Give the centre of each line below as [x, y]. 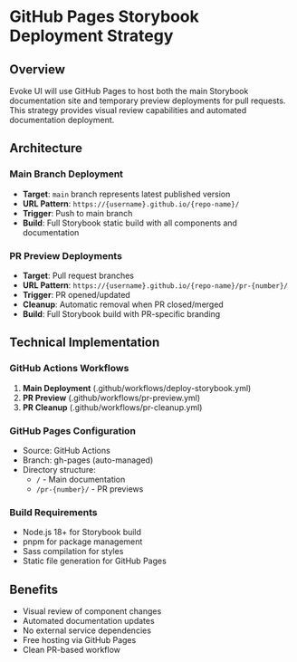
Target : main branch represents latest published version [126, 194]
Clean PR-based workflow [71, 650]
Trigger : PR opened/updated [77, 294]
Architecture [46, 148]
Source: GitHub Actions [66, 450]
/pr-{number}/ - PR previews [90, 489]
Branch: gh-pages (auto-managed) [88, 460]
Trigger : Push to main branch [77, 213]
